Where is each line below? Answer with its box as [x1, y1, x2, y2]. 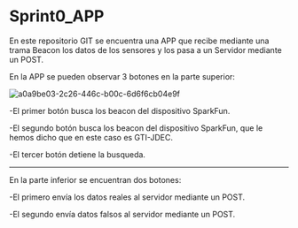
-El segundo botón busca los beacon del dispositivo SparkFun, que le [9, 122, 263, 133]
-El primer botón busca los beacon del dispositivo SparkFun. [9, 105, 231, 116]
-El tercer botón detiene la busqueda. [9, 148, 146, 160]
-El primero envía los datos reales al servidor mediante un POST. [9, 192, 246, 202]
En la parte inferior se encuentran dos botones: [9, 174, 182, 185]
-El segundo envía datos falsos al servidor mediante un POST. [9, 209, 236, 219]
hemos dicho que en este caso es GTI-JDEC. [9, 132, 174, 142]
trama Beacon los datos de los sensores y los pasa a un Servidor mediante [9, 44, 282, 55]
